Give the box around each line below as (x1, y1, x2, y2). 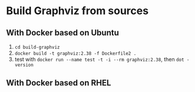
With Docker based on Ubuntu (6, 28, 119, 38)
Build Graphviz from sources (6, 4, 149, 18)
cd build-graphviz (14, 44, 60, 50)
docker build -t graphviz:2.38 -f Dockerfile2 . (14, 51, 137, 57)
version (14, 62, 34, 68)
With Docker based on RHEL (6, 78, 111, 88)
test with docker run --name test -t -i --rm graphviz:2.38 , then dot (14, 56, 184, 63)
